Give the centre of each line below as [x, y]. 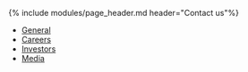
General [36, 30]
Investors [38, 49]
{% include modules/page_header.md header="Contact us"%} [124, 13]
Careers [36, 40]
